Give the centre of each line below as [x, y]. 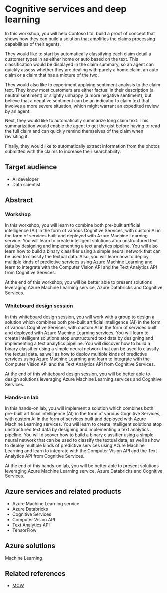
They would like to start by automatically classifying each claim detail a [78, 54]
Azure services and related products [63, 492]
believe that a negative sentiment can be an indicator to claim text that [77, 100]
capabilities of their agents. [33, 44]
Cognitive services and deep [66, 9]
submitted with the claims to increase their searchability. [63, 151]
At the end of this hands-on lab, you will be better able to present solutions [82, 466]
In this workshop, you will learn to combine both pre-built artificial [73, 225]
